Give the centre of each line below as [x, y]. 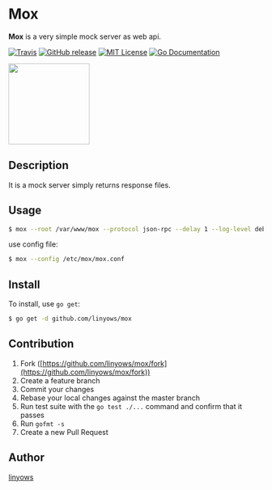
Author [26, 458]
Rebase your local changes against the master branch [110, 398]
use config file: [33, 244]
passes [32, 415]
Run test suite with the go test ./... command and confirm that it [131, 406]
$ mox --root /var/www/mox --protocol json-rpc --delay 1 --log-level [130, 229]
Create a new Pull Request [64, 432]
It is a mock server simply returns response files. [90, 185]
